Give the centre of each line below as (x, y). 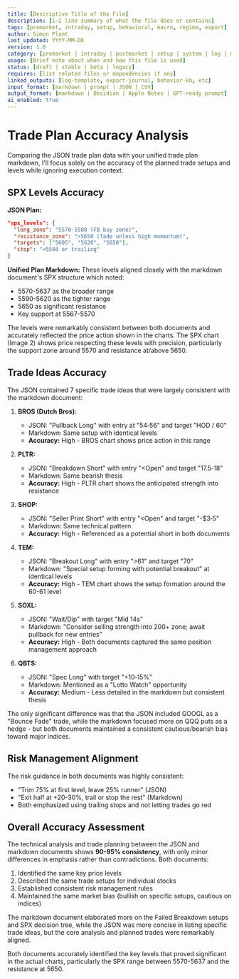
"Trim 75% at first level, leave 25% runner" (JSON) (92, 789)
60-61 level (45, 591)
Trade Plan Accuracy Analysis (98, 135)
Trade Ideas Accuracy (57, 373)
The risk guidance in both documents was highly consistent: (96, 776)
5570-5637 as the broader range (66, 291)
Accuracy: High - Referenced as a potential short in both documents (129, 533)
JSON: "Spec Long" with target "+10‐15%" (90, 677)
